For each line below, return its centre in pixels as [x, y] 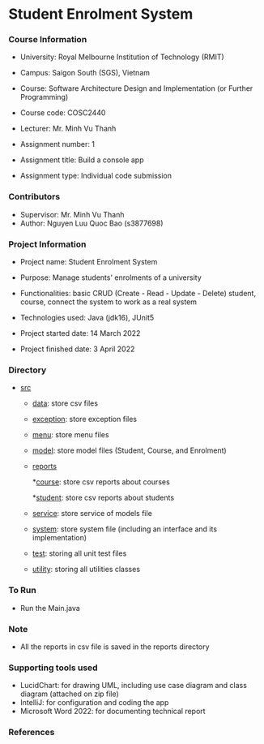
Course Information [48, 40]
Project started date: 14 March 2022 [80, 333]
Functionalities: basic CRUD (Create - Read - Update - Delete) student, [138, 294]
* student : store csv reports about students [103, 498]
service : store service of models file [92, 514]
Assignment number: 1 [57, 144]
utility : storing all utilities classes [86, 570]
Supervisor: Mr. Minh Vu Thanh [72, 214]
